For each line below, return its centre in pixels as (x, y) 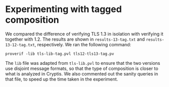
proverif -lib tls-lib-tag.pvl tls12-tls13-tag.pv (60, 54)
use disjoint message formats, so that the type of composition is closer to (82, 68)
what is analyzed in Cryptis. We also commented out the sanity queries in (82, 73)
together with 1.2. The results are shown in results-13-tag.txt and (75, 39)
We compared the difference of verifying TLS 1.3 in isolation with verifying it (84, 34)
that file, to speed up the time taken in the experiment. (62, 79)
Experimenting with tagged (64, 9)
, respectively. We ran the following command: (83, 44)
